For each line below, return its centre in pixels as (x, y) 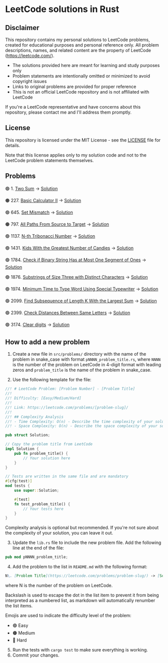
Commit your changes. (36, 655)
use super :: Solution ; (36, 491)
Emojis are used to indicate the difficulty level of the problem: (68, 615)
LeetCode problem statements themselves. (49, 160)
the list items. (19, 606)
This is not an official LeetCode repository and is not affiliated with (81, 92)
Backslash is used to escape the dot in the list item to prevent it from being (82, 595)
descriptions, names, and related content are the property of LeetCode (78, 50)
